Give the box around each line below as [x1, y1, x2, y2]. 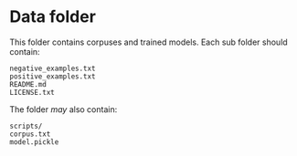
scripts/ [9, 121, 43, 130]
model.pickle [9, 137, 59, 147]
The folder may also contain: [9, 103, 118, 115]
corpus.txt [9, 130, 51, 139]
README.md [9, 79, 48, 88]
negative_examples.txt [9, 64, 96, 73]
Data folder [9, 6, 96, 27]
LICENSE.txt [9, 88, 55, 97]
